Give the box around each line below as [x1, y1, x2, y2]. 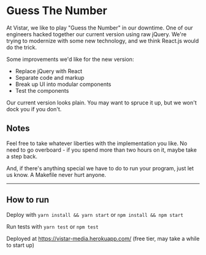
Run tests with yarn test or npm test [6, 222, 99, 230]
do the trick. [6, 44, 37, 51]
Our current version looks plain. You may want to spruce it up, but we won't [6, 99, 197, 106]
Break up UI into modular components [15, 80, 112, 88]
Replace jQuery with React [15, 67, 83, 74]
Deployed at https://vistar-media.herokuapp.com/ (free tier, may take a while [6, 235, 200, 242]
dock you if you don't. [6, 105, 62, 112]
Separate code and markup [15, 74, 85, 81]
